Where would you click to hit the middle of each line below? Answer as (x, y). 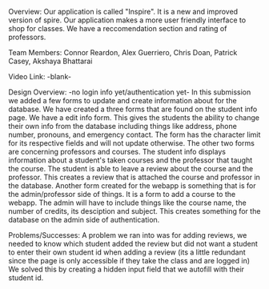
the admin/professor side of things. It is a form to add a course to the (122, 194)
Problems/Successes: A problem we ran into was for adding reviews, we (128, 235)
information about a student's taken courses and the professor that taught (130, 160)
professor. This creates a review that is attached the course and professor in (134, 177)
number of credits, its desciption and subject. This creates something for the (134, 211)
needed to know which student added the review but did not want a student (133, 244)
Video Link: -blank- (40, 76)
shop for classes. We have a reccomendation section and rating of (118, 28)
